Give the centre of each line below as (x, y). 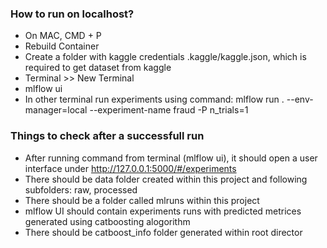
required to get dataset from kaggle (98, 68)
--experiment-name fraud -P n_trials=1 (169, 110)
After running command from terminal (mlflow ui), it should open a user (171, 158)
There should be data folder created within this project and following (166, 179)
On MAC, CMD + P (63, 36)
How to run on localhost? (72, 14)
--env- (300, 99)
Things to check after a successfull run (107, 136)
